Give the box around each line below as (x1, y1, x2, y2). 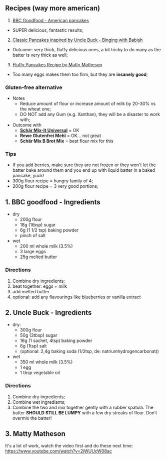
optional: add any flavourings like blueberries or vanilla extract (12, 294, 141, 300)
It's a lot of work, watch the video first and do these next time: (5, 443, 133, 449)
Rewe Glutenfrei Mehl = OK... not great (19, 133, 101, 139)
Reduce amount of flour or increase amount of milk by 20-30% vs (19, 100, 156, 107)
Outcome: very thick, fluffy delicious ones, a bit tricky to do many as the (12, 46, 161, 52)
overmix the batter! (12, 415, 52, 421)
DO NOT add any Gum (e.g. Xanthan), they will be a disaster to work (19, 111, 160, 118)
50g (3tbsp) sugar (19, 332, 57, 338)
